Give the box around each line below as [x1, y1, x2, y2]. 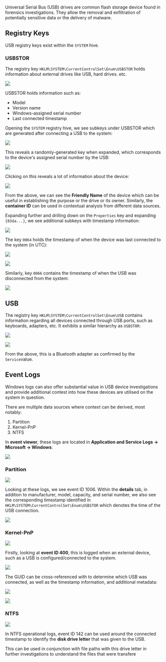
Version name [12, 105, 41, 111]
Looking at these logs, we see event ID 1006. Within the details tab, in [5, 486, 148, 492]
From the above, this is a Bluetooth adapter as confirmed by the [5, 351, 135, 357]
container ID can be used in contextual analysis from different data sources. [5, 203, 161, 209]
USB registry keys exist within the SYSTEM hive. [5, 42, 99, 48]
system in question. [5, 394, 46, 400]
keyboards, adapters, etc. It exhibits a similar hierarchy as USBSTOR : [5, 322, 141, 329]
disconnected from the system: [5, 275, 69, 282]
